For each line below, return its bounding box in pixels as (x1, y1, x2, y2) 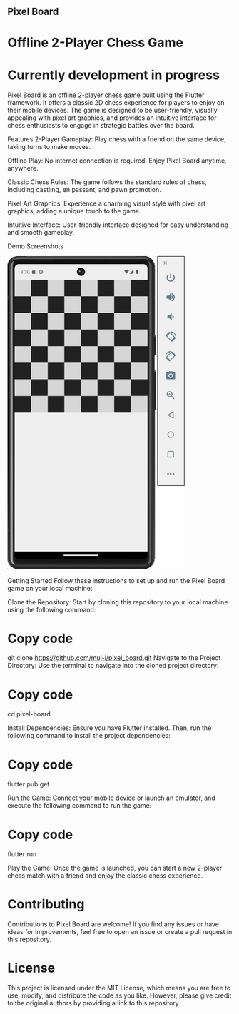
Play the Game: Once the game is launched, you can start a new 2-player (7, 863, 223, 873)
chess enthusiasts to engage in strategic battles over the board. (7, 121, 195, 129)
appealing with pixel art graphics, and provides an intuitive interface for (7, 113, 217, 122)
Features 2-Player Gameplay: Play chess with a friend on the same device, (7, 135, 226, 143)
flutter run (7, 850, 37, 858)
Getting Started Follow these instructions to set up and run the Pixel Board (7, 576, 225, 584)
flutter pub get (7, 780, 50, 789)
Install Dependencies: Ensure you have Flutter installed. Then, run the (7, 724, 212, 732)
